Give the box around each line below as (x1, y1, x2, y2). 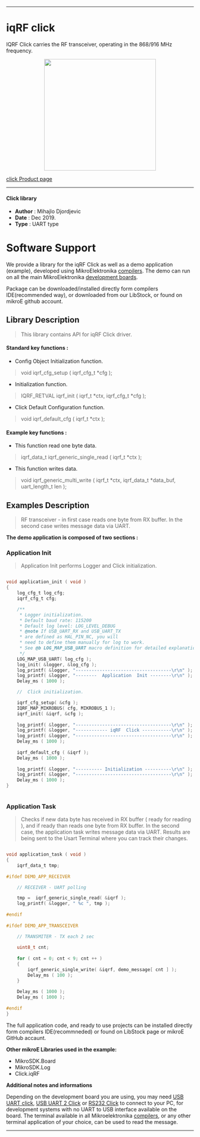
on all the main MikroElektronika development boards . (6, 274, 138, 281)
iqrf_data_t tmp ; (17, 862, 60, 869)
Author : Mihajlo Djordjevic (14, 208, 82, 215)
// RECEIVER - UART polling (17, 884, 86, 890)
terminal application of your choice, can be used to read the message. (6, 1118, 179, 1125)
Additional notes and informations (6, 1081, 92, 1089)
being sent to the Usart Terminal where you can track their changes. (20, 835, 189, 842)
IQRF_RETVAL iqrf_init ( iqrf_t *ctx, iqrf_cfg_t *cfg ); (20, 392, 146, 399)
